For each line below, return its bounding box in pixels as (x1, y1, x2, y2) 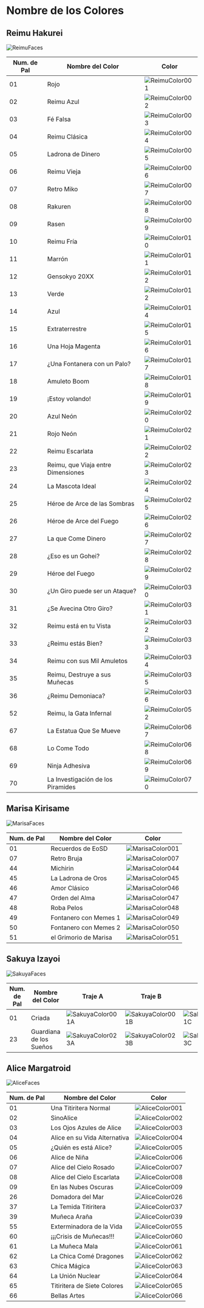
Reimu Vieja (47, 168, 81, 176)
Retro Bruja (50, 854, 83, 862)
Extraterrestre (47, 325, 87, 333)
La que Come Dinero (47, 534, 106, 543)
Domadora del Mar (50, 1193, 104, 1201)
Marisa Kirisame (6, 804, 70, 814)
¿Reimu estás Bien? (47, 639, 103, 647)
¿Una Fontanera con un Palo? (47, 360, 131, 368)
